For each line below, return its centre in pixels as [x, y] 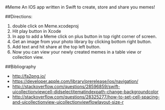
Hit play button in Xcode [37, 31]
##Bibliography [21, 66]
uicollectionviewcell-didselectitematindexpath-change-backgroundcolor [85, 92]
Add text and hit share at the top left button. [56, 47]
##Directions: [19, 16]
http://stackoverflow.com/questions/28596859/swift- [66, 87]
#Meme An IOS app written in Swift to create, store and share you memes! [80, 7]
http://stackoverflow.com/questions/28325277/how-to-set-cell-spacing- [86, 97]
